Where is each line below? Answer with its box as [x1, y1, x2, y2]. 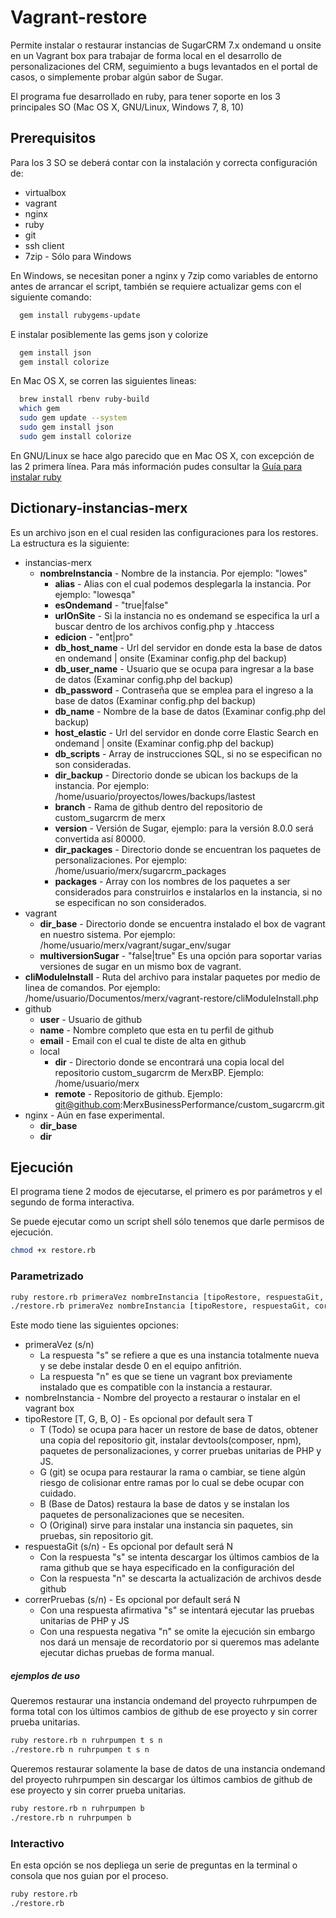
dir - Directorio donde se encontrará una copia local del [54, 1056, 285, 1068]
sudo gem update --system [19, 413, 128, 423]
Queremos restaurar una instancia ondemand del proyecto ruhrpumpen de [10, 1695, 318, 1707]
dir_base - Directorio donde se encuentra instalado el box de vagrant [39, 917, 326, 930]
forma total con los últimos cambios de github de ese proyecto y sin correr [10, 1706, 318, 1718]
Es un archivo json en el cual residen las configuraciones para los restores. [10, 526, 319, 538]
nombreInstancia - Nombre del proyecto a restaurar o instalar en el [24, 1392, 301, 1404]
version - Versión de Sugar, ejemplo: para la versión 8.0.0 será [54, 822, 314, 834]
